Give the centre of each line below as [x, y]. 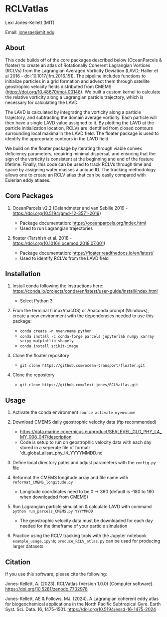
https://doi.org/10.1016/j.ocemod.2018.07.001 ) [59, 243]
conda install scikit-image [49, 346]
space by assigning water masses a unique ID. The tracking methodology [81, 169]
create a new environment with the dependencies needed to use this [83, 316]
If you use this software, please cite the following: [56, 574]
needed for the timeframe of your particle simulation [74, 526]
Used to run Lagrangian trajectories [56, 228]
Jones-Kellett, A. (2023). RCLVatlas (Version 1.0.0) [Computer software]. [79, 584]
